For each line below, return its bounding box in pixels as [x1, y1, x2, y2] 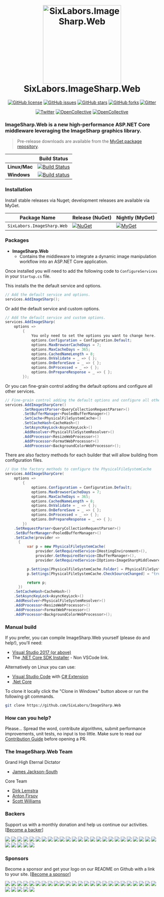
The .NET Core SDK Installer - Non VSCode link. [12, 654, 109, 661]
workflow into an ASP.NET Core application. [19, 259, 108, 264]
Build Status [39, 155, 68, 162]
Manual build [5, 623, 37, 630]
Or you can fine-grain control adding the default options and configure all [5, 383, 153, 389]
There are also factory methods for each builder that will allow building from [5, 452, 158, 458]
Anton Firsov [12, 793, 38, 799]
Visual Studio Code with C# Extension [12, 673, 89, 679]
